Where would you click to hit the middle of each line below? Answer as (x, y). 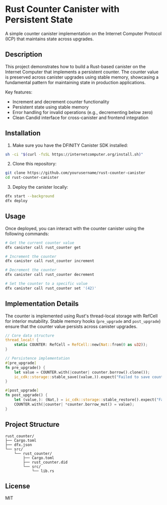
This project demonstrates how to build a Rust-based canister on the (75, 66)
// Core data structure (30, 335)
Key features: (19, 92)
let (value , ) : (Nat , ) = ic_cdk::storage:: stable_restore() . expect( (85, 400)
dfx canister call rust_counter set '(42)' (51, 288)
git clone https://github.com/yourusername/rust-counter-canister (75, 173)
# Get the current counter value (40, 243)
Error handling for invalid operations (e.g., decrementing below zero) (83, 112)
